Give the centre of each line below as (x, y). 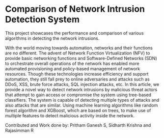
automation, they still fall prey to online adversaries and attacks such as (77, 79)
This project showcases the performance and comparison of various (74, 33)
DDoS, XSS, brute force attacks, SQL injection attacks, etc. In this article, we (82, 84)
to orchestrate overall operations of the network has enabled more (72, 63)
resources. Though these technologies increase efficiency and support (77, 74)
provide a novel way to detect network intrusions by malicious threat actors (81, 89)
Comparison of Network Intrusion (75, 9)
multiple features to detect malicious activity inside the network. (70, 115)
